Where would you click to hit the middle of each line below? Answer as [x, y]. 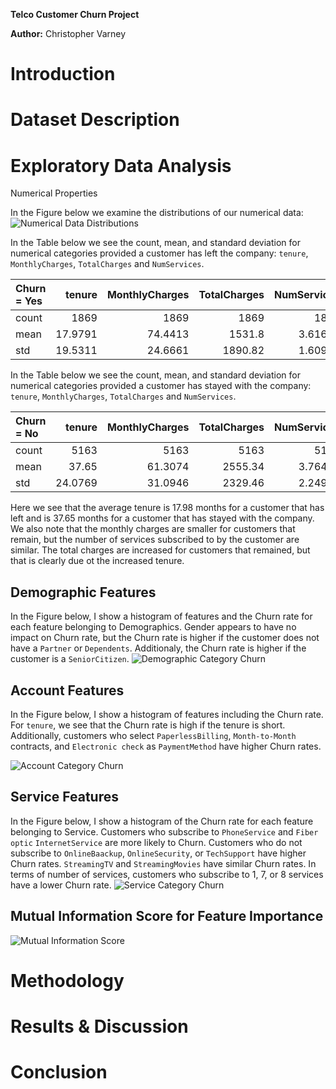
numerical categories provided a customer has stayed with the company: [161, 386]
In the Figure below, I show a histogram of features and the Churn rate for [161, 616]
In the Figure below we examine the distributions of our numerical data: [157, 213]
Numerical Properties [54, 193]
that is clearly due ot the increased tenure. [97, 561]
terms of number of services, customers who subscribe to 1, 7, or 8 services [167, 874]
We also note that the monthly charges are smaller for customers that [153, 529]
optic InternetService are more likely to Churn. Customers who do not [156, 842]
